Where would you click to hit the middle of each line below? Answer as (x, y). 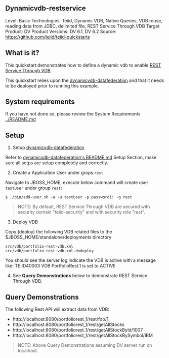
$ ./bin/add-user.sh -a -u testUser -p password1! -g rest (69, 197)
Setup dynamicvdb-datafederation (48, 147)
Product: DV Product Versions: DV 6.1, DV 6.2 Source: (61, 31)
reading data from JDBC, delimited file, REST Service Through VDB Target (82, 26)
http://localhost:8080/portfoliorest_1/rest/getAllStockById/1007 (78, 330)
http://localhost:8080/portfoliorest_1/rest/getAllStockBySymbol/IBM (83, 336)
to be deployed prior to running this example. (52, 85)
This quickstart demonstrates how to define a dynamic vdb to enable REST (83, 65)
